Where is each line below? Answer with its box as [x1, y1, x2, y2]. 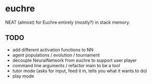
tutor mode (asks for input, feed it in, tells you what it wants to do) [12, 68, 148, 74]
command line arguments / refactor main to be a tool [12, 62, 120, 68]
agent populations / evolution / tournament [12, 52, 100, 58]
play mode [12, 73, 34, 79]
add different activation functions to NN [12, 46, 93, 52]
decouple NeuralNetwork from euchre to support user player [12, 57, 137, 63]
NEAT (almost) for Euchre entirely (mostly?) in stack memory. [5, 19, 131, 25]
